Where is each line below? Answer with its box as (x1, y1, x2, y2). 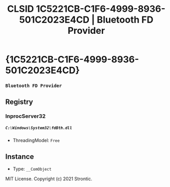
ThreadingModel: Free (12, 137, 60, 143)
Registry (5, 97, 33, 106)
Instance (5, 152, 34, 161)
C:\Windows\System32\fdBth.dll (5, 126, 72, 131)
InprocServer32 (5, 113, 46, 120)
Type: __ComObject (12, 166, 52, 172)
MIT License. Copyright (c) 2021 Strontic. (5, 176, 92, 182)
